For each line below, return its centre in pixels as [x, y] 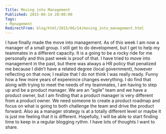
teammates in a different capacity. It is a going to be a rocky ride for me [79, 53]
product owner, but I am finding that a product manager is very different [79, 96]
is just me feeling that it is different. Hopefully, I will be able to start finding [82, 117]
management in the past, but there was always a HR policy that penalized [81, 64]
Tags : [11, 19]
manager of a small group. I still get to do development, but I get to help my [82, 48]
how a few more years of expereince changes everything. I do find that [78, 80]
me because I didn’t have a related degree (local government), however [79, 69]
